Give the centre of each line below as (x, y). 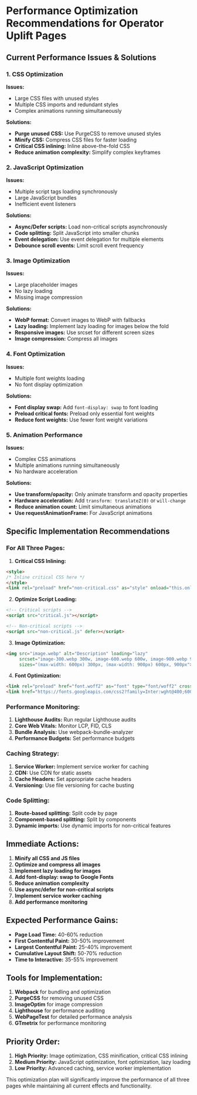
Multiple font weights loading (50, 378)
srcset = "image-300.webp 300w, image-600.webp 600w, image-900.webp (103, 659)
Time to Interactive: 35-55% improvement (66, 959)
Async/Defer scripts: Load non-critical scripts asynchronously (91, 227)
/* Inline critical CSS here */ (45, 577)
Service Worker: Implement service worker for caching (81, 766)
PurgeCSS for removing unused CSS (59, 998)
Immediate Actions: (43, 844)
